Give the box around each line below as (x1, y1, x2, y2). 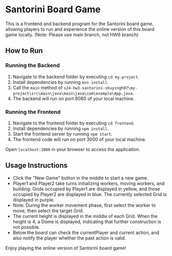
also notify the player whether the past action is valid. (12, 235, 126, 241)
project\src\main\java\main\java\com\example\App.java (12, 91, 133, 96)
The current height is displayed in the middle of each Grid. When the (12, 213, 158, 219)
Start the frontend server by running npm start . (12, 131, 113, 137)
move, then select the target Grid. (12, 207, 84, 214)
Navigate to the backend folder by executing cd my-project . (12, 74, 140, 80)
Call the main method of (12, 84, 63, 90)
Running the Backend (5, 62, 60, 69)
